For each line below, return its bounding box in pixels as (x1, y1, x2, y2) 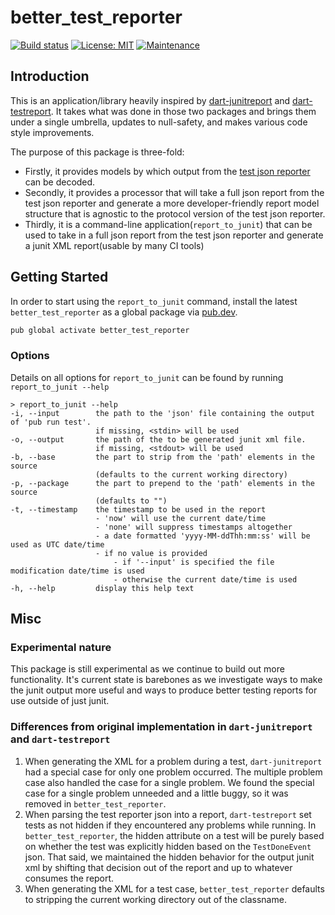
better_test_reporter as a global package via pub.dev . (10, 306, 238, 318)
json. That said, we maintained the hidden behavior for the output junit (24, 851, 315, 863)
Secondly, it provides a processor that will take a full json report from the (24, 186, 325, 198)
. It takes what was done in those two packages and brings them (50, 105, 317, 117)
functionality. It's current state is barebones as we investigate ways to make (10, 674, 323, 686)
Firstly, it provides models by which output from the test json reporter (24, 165, 311, 177)
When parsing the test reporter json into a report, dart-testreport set (24, 808, 312, 820)
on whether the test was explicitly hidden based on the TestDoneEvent (24, 840, 312, 852)
